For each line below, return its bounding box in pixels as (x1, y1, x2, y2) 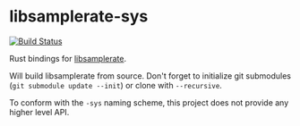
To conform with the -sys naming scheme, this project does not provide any (9, 97, 289, 108)
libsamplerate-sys (9, 6, 149, 27)
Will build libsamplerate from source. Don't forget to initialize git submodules (9, 70, 291, 81)
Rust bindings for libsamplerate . (9, 53, 127, 63)
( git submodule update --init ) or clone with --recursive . (9, 80, 222, 90)
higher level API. (9, 106, 70, 117)
